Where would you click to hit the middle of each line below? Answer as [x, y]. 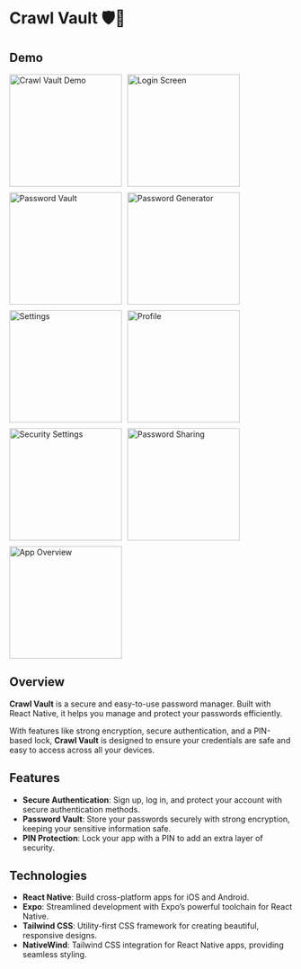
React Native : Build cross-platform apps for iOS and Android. [136, 897]
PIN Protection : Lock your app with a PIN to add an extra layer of [142, 838]
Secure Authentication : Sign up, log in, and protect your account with [152, 800]
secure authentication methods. [81, 809]
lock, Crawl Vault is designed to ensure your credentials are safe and [163, 740]
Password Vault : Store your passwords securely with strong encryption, [156, 819]
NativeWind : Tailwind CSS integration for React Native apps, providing [153, 945]
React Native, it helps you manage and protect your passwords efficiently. [146, 713]
